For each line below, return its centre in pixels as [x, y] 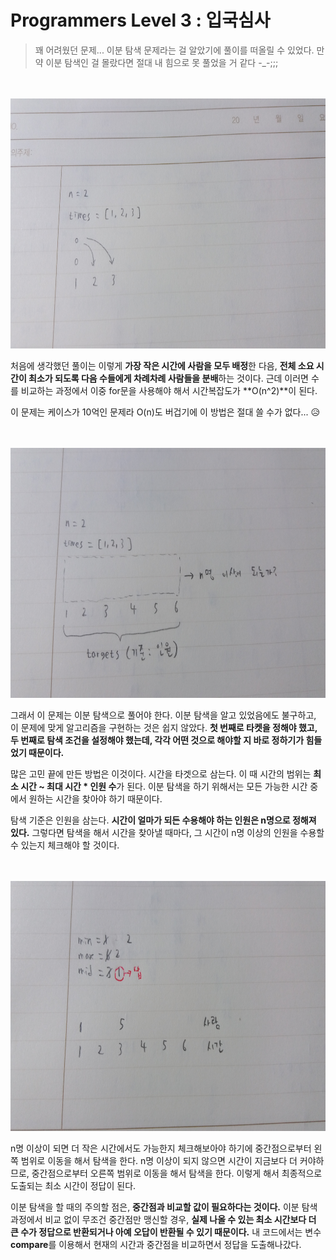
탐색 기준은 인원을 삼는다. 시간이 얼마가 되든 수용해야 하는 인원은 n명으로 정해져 [163, 820]
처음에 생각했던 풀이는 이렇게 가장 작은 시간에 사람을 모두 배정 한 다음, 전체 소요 [162, 365]
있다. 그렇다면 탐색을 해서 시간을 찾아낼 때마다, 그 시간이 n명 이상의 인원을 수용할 [167, 832]
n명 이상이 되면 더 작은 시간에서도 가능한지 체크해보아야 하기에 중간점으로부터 [161, 1148]
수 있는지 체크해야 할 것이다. [65, 845]
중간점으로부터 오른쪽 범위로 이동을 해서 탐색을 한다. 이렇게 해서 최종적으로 [177, 1173]
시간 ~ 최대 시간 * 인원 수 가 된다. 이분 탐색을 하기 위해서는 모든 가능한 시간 [164, 786]
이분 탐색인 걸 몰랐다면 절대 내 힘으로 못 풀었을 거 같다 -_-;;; [162, 62]
